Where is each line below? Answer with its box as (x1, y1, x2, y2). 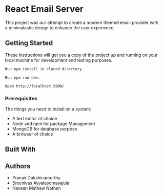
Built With (5, 145, 36, 153)
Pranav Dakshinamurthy (12, 175, 61, 181)
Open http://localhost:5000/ (5, 84, 64, 88)
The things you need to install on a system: (5, 106, 92, 112)
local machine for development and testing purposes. (5, 57, 113, 63)
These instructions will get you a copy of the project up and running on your (5, 52, 158, 58)
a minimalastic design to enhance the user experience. (5, 24, 115, 30)
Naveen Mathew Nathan (12, 185, 61, 191)
